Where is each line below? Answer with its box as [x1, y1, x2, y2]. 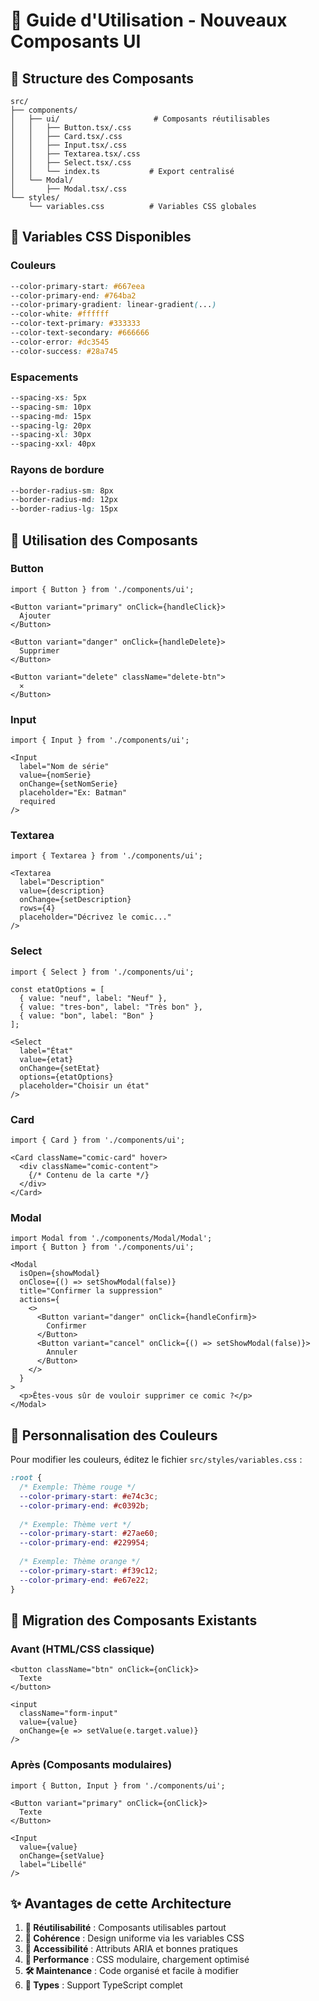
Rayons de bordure [10, 463, 105, 477]
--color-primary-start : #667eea [10, 281, 145, 291]
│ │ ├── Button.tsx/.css [10, 123, 132, 133]
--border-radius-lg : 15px [10, 504, 118, 514]
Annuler [46, 1347, 78, 1358]
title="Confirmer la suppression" [19, 1286, 163, 1296]
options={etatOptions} [19, 1072, 114, 1082]
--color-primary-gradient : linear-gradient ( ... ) [10, 300, 217, 310]
